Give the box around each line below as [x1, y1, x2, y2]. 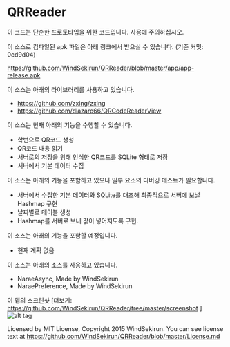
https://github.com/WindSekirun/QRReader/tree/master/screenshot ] [7, 303, 202, 312]
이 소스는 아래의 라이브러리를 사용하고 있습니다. [7, 85, 135, 93]
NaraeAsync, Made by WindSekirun [17, 274, 119, 283]
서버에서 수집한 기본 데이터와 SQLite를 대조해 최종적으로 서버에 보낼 [17, 191, 200, 199]
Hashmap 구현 [17, 199, 58, 207]
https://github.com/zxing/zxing [17, 99, 106, 107]
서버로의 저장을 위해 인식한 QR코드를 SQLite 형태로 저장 [17, 153, 169, 161]
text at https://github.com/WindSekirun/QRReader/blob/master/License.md [7, 332, 220, 340]
